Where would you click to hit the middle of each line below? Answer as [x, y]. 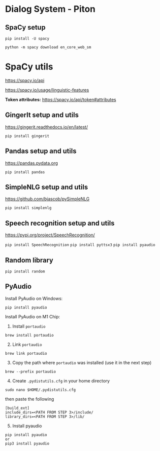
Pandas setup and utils [41, 151]
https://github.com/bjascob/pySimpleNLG [47, 199]
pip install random [25, 271]
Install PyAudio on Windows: [34, 298]
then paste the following [30, 399]
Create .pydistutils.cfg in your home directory [61, 380]
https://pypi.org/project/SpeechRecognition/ [50, 235]
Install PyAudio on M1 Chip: [33, 316]
